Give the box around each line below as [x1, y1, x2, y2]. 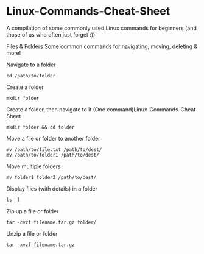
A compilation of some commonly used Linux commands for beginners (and [6, 24, 197, 32]
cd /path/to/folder [6, 72, 56, 79]
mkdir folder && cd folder [6, 124, 75, 130]
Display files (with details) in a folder [6, 185, 97, 192]
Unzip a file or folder [6, 230, 58, 237]
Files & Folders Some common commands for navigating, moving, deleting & [6, 43, 198, 50]
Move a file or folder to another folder [6, 135, 100, 142]
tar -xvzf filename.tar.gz [6, 242, 75, 248]
